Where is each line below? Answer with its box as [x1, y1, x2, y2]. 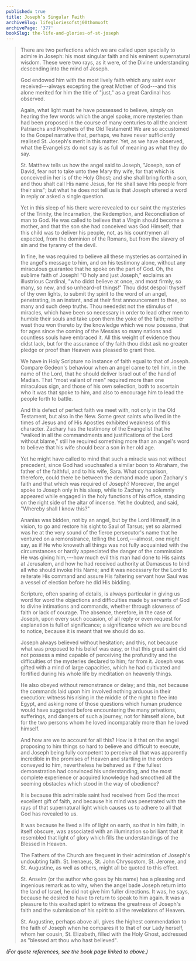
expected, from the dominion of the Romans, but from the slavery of [20, 235, 185, 242]
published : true [6, 8, 46, 15]
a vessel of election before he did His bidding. [20, 579, 132, 586]
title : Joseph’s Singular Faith [6, 14, 85, 20]
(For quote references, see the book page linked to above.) [6, 948, 148, 955]
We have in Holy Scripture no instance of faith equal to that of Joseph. [20, 358, 190, 365]
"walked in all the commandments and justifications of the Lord [20, 432, 173, 439]
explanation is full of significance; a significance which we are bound [20, 621, 187, 628]
